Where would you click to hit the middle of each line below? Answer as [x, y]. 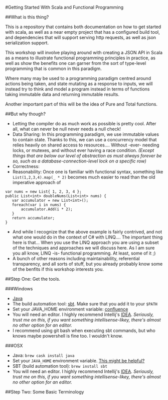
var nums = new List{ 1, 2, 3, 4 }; [43, 192]
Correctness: [26, 166]
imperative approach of [37, 182]
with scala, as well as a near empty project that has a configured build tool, [82, 32]
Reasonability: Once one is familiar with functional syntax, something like [88, 172]
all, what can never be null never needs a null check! [67, 129]
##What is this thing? [27, 17]
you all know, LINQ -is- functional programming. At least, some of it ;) [84, 253]
